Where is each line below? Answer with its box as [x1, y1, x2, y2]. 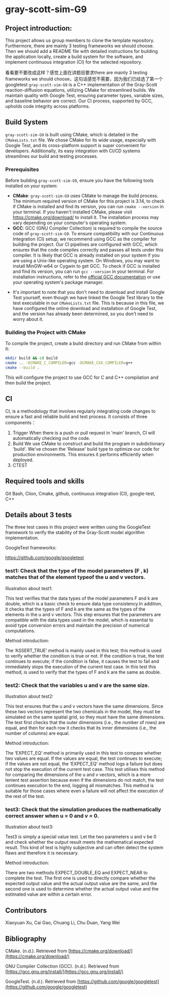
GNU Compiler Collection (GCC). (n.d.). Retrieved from [5, 963, 119, 969]
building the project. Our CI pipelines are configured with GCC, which [12, 241, 158, 247]
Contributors [5, 906, 47, 915]
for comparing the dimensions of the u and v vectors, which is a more [5, 771, 151, 778]
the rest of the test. [5, 793, 46, 799]
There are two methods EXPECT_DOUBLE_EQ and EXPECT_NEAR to [5, 870, 148, 876]
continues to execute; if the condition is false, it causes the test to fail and [5, 658, 159, 664]
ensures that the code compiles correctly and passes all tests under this [12, 247, 164, 253]
